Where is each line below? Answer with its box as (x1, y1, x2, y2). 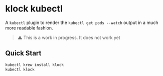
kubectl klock (5, 67, 35, 72)
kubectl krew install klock (5, 62, 64, 67)
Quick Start (5, 49, 42, 57)
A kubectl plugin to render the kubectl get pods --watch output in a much (5, 19, 158, 25)
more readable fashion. (5, 24, 54, 30)
